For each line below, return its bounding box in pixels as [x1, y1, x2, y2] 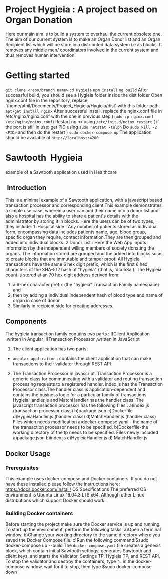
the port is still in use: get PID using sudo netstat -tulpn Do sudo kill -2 [5, 124, 157, 130]
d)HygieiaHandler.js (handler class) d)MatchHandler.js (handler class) [12, 413, 156, 420]
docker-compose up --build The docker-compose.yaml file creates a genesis [5, 542, 161, 549]
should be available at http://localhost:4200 [5, 134, 99, 140]
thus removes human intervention [5, 52, 75, 58]
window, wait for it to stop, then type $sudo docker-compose [26, 564, 152, 570]
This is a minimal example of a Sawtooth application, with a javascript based [5, 197, 163, 203]
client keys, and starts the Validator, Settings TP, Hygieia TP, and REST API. [5, 553, 160, 559]
